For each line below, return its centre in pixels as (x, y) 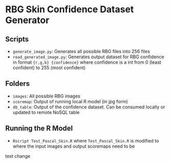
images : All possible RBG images (46, 96)
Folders (18, 84)
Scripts (17, 39)
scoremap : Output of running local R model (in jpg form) (70, 101)
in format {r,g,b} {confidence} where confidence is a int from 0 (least (87, 62)
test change (18, 156)
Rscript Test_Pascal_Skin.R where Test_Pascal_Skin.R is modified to (86, 140)
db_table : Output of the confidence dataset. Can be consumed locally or (89, 107)
